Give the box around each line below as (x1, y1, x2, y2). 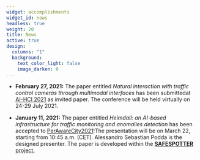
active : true (6, 37, 40, 44)
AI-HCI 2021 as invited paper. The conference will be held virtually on (15, 96, 191, 103)
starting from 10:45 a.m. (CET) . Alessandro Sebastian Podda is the (15, 134, 182, 141)
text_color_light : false (17, 60, 81, 66)
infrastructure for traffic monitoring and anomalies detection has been (15, 121, 193, 128)
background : (12, 55, 43, 61)
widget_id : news (6, 15, 48, 21)
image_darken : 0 (17, 66, 59, 72)
